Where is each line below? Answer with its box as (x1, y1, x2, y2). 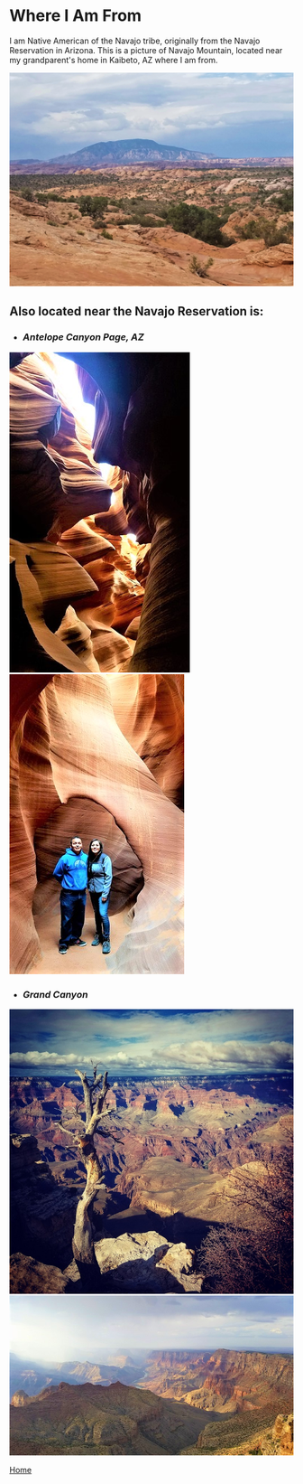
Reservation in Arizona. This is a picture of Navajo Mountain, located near (9, 44, 283, 55)
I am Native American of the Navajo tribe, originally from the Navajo (9, 35, 261, 46)
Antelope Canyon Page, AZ (22, 331, 144, 343)
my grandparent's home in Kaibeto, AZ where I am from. (9, 54, 218, 65)
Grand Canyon (22, 988, 88, 1000)
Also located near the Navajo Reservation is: (9, 304, 264, 319)
